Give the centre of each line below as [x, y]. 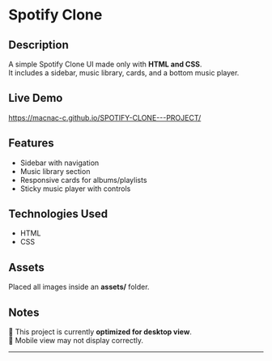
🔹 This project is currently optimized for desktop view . [100, 332]
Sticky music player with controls [75, 189]
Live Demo [36, 98]
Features [31, 143]
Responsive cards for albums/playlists [83, 180]
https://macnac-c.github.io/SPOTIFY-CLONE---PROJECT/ [105, 117]
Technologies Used [58, 214]
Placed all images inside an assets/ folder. [79, 287]
